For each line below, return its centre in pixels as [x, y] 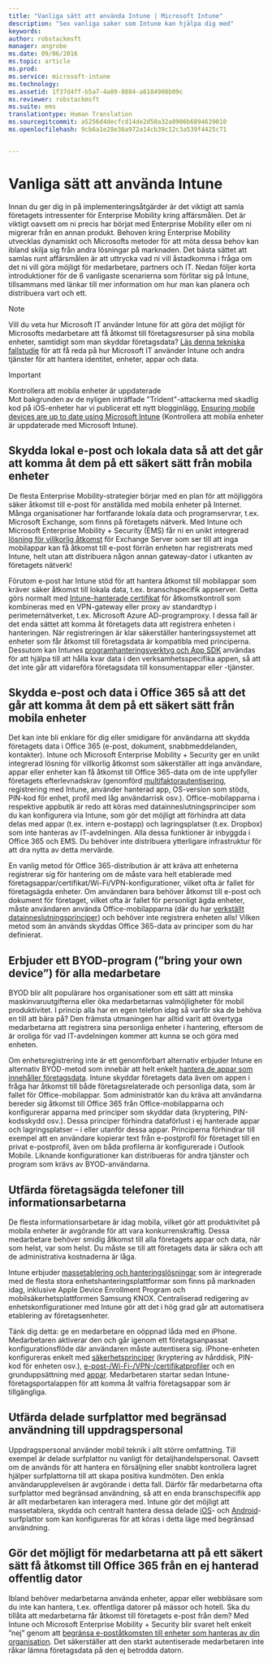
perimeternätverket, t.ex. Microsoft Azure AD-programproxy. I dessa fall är [133, 615]
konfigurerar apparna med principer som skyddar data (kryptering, [120, 1112]
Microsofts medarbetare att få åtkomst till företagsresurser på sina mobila [132, 333]
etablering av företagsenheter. [59, 1316]
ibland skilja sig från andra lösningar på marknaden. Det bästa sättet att [128, 250]
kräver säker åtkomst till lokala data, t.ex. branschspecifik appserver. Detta [133, 589]
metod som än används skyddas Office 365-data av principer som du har [131, 926]
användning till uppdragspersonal [96, 1430]
